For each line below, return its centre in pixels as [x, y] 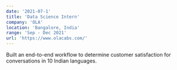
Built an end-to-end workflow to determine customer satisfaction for [88, 55]
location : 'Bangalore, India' [43, 27]
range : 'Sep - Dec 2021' [36, 33]
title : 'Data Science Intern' [43, 17]
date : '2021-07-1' [28, 11]
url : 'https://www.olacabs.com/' [47, 38]
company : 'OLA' [25, 22]
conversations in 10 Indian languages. [52, 61]
